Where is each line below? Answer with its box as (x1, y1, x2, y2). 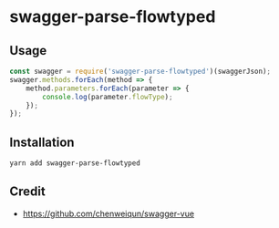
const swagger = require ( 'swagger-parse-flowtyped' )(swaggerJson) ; (9, 67, 272, 76)
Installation (9, 134, 75, 150)
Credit (9, 184, 46, 200)
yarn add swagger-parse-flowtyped (9, 159, 141, 168)
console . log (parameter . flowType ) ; (42, 92, 173, 101)
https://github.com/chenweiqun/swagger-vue (22, 208, 194, 219)
